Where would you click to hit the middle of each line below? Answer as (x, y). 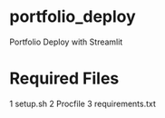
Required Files (64, 79)
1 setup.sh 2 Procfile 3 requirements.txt (83, 103)
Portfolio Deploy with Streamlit (66, 42)
